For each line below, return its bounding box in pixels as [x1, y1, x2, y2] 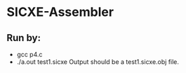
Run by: [6, 32, 41, 44]
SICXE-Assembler [6, 4, 114, 20]
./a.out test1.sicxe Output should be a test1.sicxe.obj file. [16, 58, 180, 66]
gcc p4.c [16, 50, 43, 58]
